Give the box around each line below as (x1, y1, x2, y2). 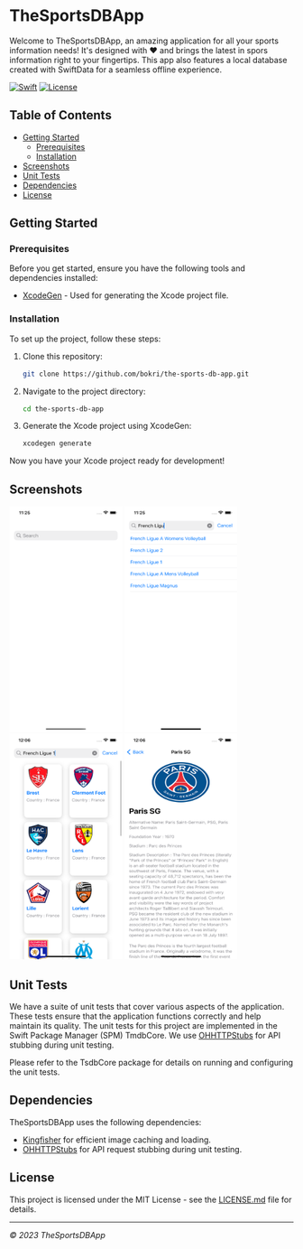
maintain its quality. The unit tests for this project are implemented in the (9, 1020, 278, 1030)
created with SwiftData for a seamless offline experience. (9, 64, 223, 75)
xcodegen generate (22, 439, 92, 448)
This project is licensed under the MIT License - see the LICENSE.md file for (9, 1194, 292, 1205)
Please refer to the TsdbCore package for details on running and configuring (9, 1057, 294, 1067)
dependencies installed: (9, 273, 98, 284)
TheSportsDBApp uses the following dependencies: (9, 1116, 202, 1127)
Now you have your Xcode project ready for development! (9, 455, 225, 466)
